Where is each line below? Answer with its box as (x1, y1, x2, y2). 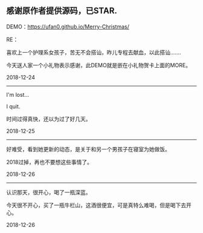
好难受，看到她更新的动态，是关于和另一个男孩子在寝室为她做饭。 (6, 145, 170, 153)
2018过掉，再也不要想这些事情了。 (6, 158, 92, 165)
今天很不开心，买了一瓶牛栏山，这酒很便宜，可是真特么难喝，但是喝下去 (6, 202, 186, 209)
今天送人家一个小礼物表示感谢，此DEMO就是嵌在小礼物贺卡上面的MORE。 (6, 61, 192, 68)
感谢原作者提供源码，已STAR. (6, 5, 118, 16)
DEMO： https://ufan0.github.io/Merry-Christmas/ (6, 23, 130, 30)
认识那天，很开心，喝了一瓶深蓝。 (6, 188, 91, 195)
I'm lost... (6, 91, 30, 98)
